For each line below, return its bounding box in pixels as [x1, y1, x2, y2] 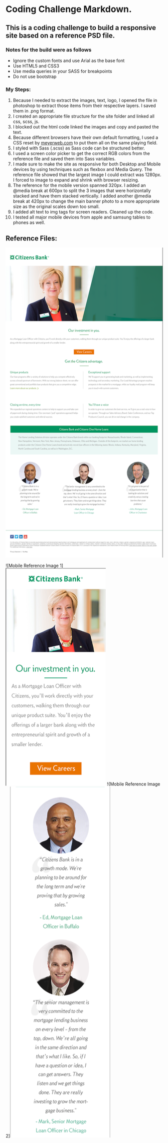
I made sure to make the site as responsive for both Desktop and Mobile [12, 161, 161, 167]
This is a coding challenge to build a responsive [5, 23, 157, 32]
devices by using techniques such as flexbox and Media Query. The [12, 166, 153, 172]
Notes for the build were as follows [5, 46, 92, 53]
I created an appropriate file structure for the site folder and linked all [12, 113, 155, 119]
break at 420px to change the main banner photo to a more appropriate [12, 198, 160, 204]
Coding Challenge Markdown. [5, 3, 132, 15]
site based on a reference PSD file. [5, 31, 115, 39]
